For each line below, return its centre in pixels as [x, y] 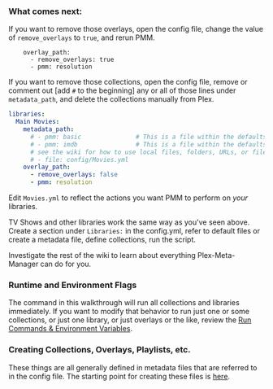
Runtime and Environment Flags [73, 285]
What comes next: [45, 11]
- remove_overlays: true [72, 60]
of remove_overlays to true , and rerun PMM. [82, 37]
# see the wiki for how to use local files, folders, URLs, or [139, 152]
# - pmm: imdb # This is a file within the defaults [148, 144]
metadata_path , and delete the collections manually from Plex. [111, 99]
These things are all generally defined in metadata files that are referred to [133, 367]
